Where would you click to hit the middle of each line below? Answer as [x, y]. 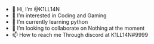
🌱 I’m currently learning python [50, 22]
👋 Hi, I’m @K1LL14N [36, 9]
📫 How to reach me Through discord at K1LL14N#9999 [80, 35]
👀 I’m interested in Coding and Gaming [59, 15]
